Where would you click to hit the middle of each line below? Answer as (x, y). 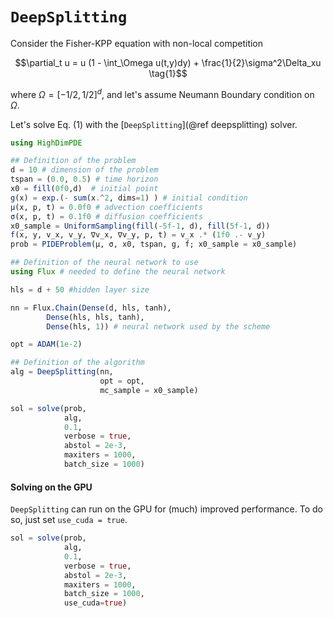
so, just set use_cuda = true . (69, 520)
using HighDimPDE (46, 143)
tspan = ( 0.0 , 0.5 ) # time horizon (84, 179)
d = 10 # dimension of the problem (84, 170)
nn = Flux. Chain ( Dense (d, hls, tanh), (91, 308)
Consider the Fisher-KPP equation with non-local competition (137, 43)
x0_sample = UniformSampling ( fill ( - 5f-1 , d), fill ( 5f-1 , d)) (140, 226)
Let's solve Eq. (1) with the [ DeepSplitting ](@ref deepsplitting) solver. (154, 124)
